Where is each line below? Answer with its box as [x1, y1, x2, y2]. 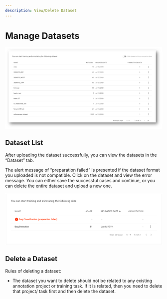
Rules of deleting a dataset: [5, 268, 61, 274]
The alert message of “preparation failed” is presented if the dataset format [5, 167, 161, 173]
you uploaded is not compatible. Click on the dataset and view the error [5, 172, 152, 178]
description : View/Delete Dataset [5, 8, 77, 13]
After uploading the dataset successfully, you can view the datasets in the [5, 152, 157, 158]
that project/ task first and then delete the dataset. [12, 288, 116, 294]
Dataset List [5, 139, 43, 147]
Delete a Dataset [5, 255, 58, 263]
